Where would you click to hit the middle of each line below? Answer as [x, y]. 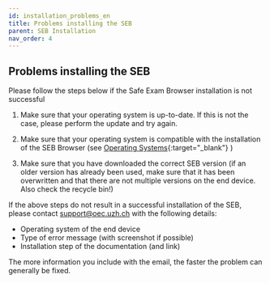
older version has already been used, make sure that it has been [127, 172]
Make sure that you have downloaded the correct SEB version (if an [133, 163]
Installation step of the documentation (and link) [100, 247]
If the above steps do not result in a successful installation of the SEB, [125, 205]
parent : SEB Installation [52, 31]
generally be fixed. [40, 271]
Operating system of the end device [80, 229]
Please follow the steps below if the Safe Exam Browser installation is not [131, 91]
